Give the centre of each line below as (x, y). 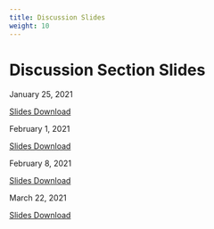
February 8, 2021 (41, 164)
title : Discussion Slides (57, 17)
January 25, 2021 (41, 94)
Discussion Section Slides (107, 70)
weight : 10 (29, 26)
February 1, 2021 (40, 129)
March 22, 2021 (38, 198)
